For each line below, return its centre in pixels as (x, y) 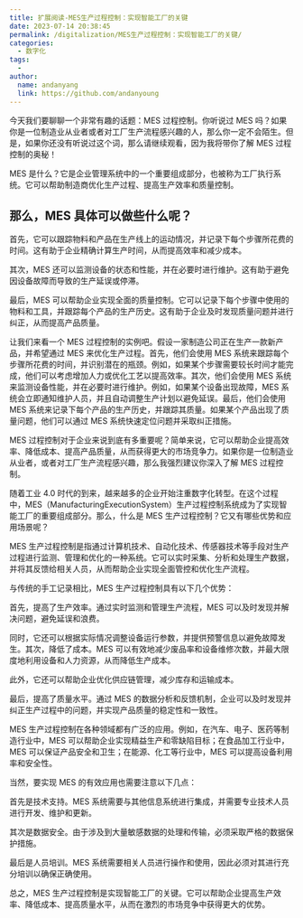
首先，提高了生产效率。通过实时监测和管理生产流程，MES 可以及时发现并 (145, 607)
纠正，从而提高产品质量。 (57, 323)
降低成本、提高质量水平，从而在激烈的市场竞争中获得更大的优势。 (147, 904)
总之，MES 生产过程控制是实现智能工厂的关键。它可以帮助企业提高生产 (141, 893)
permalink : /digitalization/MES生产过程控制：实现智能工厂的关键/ (126, 34)
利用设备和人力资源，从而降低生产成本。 (100, 660)
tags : (19, 60)
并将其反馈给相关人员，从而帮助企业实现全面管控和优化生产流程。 (132, 569)
